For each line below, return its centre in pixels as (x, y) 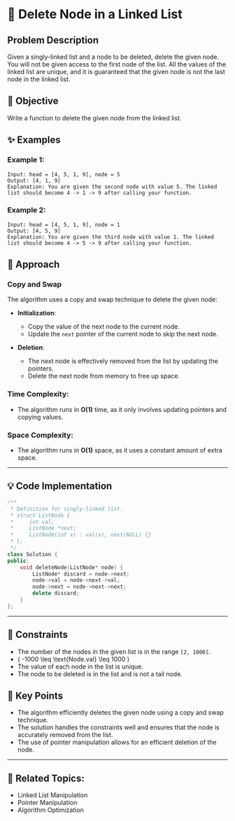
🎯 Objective (33, 101)
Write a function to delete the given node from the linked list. (94, 117)
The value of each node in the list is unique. (80, 666)
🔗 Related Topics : (46, 778)
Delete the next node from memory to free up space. (104, 376)
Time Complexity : (38, 394)
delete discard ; (56, 594)
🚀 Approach (34, 265)
